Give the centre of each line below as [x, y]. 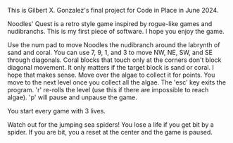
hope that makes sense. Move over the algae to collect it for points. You [111, 75]
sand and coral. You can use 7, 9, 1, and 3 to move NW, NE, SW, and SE [110, 52]
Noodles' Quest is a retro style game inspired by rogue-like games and [110, 24]
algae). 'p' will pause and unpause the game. [72, 97]
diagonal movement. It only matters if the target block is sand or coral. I [111, 67]
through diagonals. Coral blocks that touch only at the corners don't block [114, 60]
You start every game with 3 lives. [56, 111]
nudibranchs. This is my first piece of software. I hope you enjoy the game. [116, 31]
